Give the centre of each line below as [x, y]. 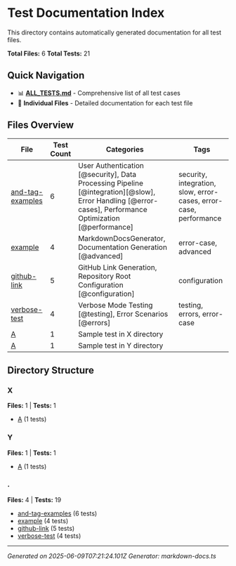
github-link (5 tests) [46, 528]
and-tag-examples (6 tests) [57, 513]
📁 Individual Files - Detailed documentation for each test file [105, 103]
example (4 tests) [43, 520]
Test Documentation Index [86, 13]
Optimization [99, 218]
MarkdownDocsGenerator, [122, 238]
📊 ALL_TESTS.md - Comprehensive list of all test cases [99, 93]
